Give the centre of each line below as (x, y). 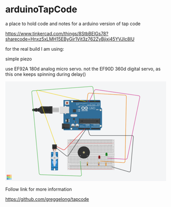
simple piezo (19, 59)
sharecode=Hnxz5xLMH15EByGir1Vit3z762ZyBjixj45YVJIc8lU (70, 39)
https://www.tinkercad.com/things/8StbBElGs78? (57, 33)
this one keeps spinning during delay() (46, 74)
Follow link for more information (39, 189)
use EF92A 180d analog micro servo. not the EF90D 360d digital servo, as (83, 69)
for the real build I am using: (35, 49)
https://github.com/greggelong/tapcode (47, 199)
